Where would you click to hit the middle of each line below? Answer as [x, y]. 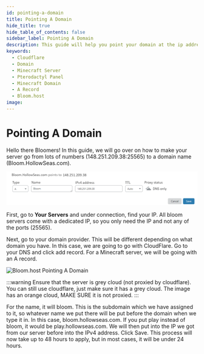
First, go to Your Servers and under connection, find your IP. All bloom [95, 215]
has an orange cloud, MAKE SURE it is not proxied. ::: [73, 295]
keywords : [19, 52]
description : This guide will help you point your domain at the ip [95, 45]
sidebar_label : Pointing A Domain [50, 39]
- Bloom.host [28, 96]
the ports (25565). [29, 228]
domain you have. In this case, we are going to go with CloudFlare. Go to [97, 246]
